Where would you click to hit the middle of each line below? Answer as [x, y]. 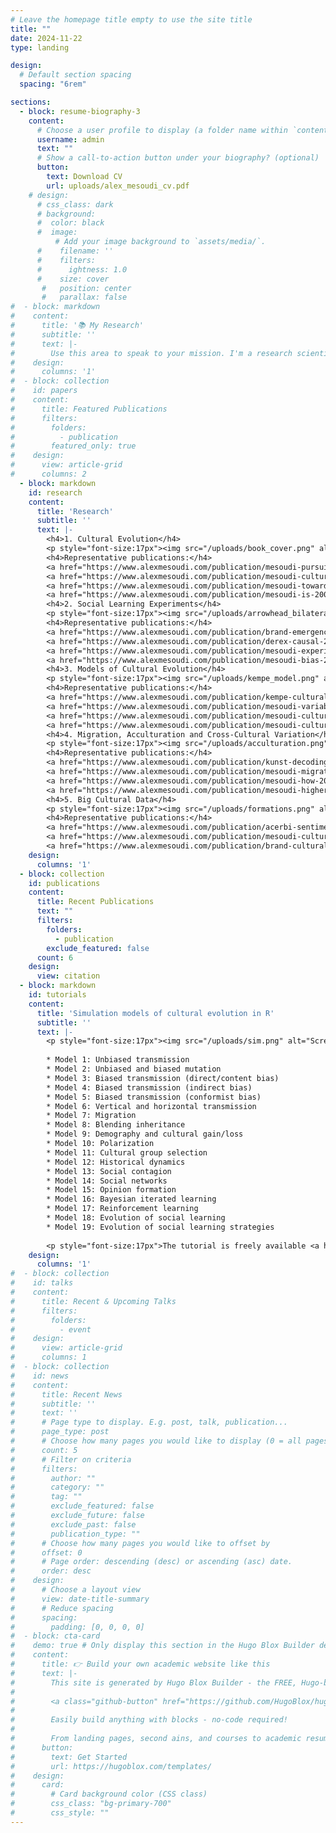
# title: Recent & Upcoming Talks [93, 1301]
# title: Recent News [66, 1394]
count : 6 [55, 957]
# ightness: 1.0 [82, 269]
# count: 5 [44, 1450]
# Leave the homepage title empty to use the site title [131, 19]
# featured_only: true [73, 446]
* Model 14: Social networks [107, 1181]
